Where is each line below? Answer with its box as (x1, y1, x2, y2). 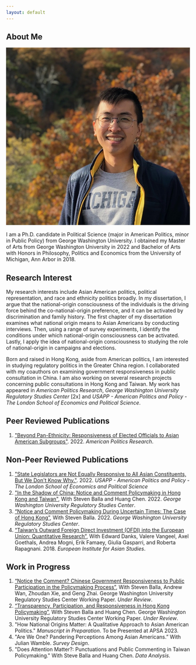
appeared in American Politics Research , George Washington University (6, 386, 179, 393)
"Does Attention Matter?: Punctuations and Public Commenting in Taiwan (14, 646, 190, 653)
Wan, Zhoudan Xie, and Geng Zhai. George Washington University (14, 590, 174, 597)
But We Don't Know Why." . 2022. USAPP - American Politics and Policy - (14, 477, 190, 484)
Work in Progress (6, 562, 71, 572)
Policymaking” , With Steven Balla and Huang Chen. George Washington (14, 609, 186, 616)
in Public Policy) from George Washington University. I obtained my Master (6, 237, 185, 244)
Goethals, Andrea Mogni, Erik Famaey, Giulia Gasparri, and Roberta (14, 539, 176, 546)
